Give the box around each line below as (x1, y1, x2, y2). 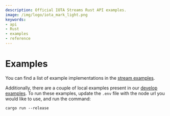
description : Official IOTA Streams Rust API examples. (5, 7, 127, 13)
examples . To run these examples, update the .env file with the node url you (5, 90, 165, 96)
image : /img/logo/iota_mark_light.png (5, 12, 88, 17)
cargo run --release (5, 105, 50, 110)
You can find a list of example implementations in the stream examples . (5, 75, 155, 81)
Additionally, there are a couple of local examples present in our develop (5, 85, 158, 91)
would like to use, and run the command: (5, 96, 91, 102)
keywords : (5, 17, 27, 22)
